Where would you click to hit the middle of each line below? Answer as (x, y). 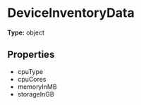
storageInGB (36, 94)
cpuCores (32, 79)
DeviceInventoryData (71, 13)
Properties (31, 55)
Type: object (26, 32)
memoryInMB (37, 87)
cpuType (30, 71)
